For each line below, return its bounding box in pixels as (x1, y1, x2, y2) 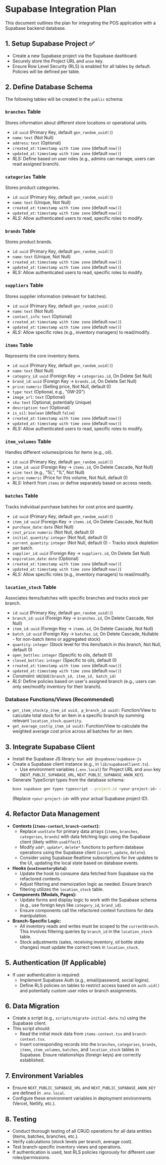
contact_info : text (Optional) (12, 313, 72, 319)
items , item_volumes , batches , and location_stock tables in (19, 1046, 139, 1052)
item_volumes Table (5, 438, 52, 445)
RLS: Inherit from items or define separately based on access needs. (12, 480, 153, 486)
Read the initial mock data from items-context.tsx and (19, 1031, 131, 1037)
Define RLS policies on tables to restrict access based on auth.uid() (19, 982, 160, 988)
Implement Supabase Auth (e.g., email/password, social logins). (19, 977, 150, 983)
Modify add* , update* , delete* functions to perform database (19, 844, 144, 850)
